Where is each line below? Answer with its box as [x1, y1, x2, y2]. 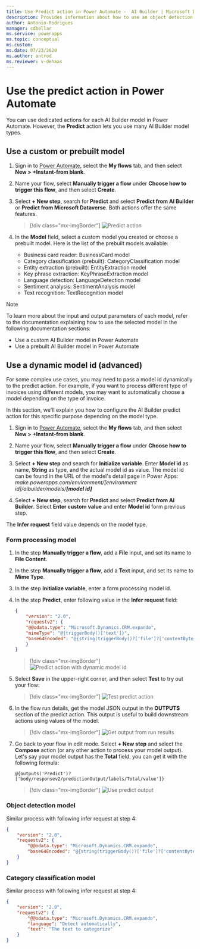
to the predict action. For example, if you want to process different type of [6, 382, 187, 390]
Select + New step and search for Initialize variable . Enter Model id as [14, 460, 189, 467]
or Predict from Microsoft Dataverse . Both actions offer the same [14, 204, 177, 211]
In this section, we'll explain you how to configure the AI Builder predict [6, 406, 180, 414]
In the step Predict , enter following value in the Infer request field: [14, 596, 178, 604]
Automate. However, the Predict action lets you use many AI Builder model [6, 123, 189, 130]
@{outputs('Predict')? [14, 771, 71, 777]
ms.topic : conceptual [6, 36, 60, 42]
